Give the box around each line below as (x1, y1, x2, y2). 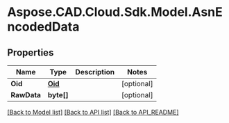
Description (75, 67, 115, 76)
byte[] (47, 90, 69, 99)
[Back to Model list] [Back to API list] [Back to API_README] (7, 108, 179, 116)
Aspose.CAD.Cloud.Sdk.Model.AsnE (7, 4, 223, 20)
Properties (7, 47, 54, 58)
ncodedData (7, 19, 80, 35)
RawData (10, 90, 42, 99)
